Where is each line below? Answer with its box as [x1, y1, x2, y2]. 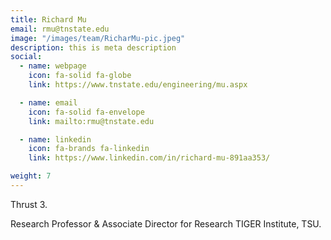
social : [10, 52, 43, 62]
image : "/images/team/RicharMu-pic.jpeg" [10, 33, 186, 43]
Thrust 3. [10, 198, 48, 210]
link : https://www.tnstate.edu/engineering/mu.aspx [28, 80, 248, 90]
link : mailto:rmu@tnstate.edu [28, 116, 155, 126]
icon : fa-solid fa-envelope [28, 107, 145, 117]
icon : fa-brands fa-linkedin [28, 144, 150, 154]
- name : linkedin [19, 134, 92, 145]
